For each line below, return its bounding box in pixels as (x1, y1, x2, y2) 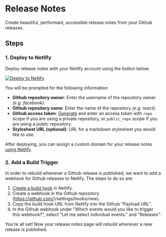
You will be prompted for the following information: (5, 85, 109, 91)
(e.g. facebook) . (12, 100, 46, 106)
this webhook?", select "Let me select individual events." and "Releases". (12, 211, 162, 217)
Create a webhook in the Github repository (12, 190, 100, 196)
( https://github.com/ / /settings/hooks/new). (12, 195, 100, 202)
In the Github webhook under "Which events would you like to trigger (12, 206, 154, 212)
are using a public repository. (12, 120, 72, 127)
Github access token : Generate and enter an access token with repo (12, 110, 153, 116)
